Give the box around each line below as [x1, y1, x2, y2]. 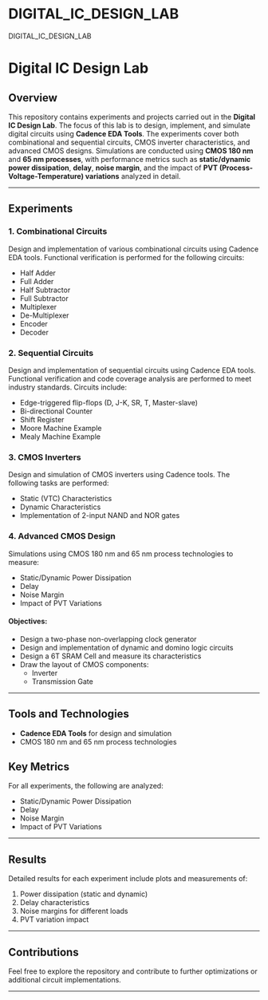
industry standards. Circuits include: [8, 382, 128, 392]
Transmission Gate [31, 676, 93, 686]
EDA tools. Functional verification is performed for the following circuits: [8, 252, 245, 262]
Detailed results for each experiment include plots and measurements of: [8, 874, 248, 883]
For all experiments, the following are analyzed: [8, 781, 164, 791]
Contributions [8, 945, 79, 958]
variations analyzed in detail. [85, 171, 181, 180]
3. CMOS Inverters [8, 452, 81, 463]
